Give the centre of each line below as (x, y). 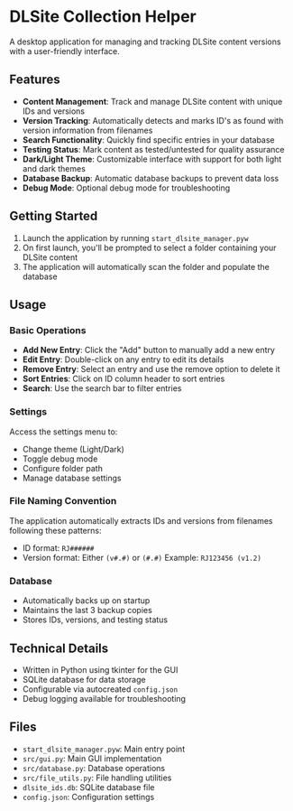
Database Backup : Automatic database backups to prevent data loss (151, 178)
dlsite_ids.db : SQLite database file (88, 787)
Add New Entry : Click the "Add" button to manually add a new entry (148, 350)
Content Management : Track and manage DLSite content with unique (152, 101)
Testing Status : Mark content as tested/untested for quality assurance (153, 149)
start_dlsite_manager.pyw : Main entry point (104, 749)
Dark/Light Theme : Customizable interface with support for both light (152, 159)
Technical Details (59, 648)
